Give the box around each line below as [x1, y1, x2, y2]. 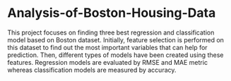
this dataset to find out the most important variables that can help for [7, 43, 208, 51]
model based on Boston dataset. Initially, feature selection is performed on [7, 35, 225, 44]
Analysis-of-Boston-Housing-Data [7, 5, 216, 21]
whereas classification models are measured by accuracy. [7, 66, 177, 74]
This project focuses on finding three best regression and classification [7, 28, 215, 37]
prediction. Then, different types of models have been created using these [7, 51, 224, 59]
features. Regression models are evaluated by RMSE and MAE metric [7, 58, 208, 66]
